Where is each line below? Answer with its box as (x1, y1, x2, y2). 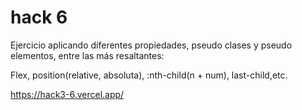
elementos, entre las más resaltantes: (10, 49, 165, 61)
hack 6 (10, 6, 68, 29)
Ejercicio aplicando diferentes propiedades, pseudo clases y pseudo (10, 39, 293, 51)
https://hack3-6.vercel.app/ (10, 88, 125, 100)
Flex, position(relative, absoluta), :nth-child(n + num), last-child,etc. (10, 69, 288, 81)
